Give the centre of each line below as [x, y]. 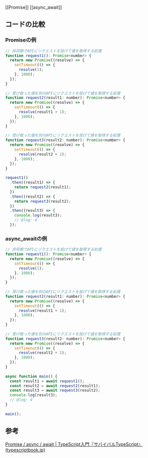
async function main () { [31, 376]
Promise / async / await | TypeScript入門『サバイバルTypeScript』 [74, 444]
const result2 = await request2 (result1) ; [55, 386]
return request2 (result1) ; [43, 187]
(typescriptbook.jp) [25, 450]
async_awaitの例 [26, 239]
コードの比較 [25, 25]
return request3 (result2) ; [43, 201]
